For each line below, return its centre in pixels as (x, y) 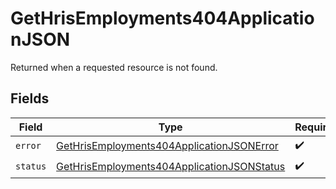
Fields (30, 98)
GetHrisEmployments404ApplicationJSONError (167, 146)
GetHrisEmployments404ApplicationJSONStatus (171, 167)
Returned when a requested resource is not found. (114, 67)
